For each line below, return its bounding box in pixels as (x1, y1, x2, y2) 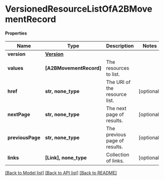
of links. (106, 158, 124, 164)
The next (106, 105, 127, 112)
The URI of (106, 79, 131, 86)
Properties (5, 30, 27, 36)
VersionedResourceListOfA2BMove (5, 3, 153, 15)
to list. (106, 71, 120, 78)
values (7, 65, 23, 72)
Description (106, 42, 134, 49)
